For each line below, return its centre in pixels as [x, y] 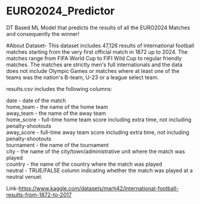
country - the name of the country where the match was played [84, 164]
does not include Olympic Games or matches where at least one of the [93, 71]
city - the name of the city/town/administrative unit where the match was [96, 151]
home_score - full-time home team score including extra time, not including [99, 119]
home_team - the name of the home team [57, 106]
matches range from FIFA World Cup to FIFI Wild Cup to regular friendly [94, 58]
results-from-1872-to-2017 [39, 194]
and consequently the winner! [43, 34]
